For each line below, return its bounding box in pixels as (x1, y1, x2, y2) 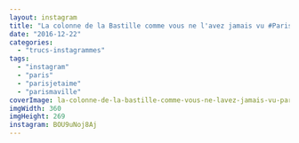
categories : (9, 37, 53, 47)
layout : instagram (9, 12, 77, 22)
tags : (9, 54, 29, 63)
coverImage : (9, 95, 53, 105)
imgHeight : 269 (9, 112, 66, 121)
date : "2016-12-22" (9, 29, 82, 38)
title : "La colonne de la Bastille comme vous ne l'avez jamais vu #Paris (9, 21, 293, 30)
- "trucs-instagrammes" (17, 46, 105, 55)
